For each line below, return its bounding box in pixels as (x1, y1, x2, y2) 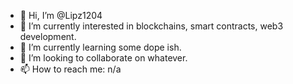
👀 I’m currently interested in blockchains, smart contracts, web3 (19, 20, 284, 32)
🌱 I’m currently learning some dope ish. (19, 41, 182, 53)
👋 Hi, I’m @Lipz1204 (19, 10, 103, 21)
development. (19, 31, 77, 42)
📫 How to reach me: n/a (19, 63, 122, 75)
